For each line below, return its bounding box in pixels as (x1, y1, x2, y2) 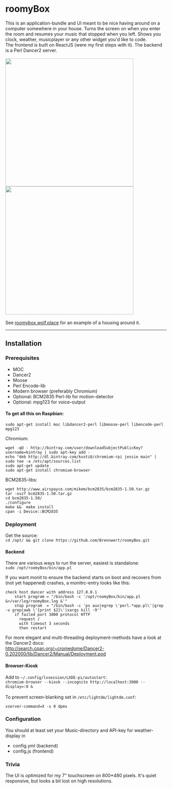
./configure (5, 500, 31, 505)
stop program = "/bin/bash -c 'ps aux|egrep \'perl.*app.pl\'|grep (14, 603, 164, 608)
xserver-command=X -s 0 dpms (5, 703, 68, 709)
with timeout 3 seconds (18, 621, 70, 626)
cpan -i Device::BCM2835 (5, 509, 58, 514)
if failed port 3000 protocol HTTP (14, 612, 91, 617)
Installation (5, 339, 42, 348)
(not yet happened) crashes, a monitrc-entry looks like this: (5, 580, 131, 586)
